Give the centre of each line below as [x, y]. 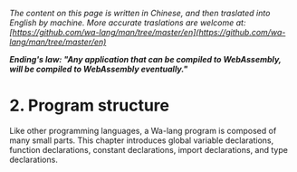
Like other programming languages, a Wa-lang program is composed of [143, 130]
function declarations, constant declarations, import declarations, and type [148, 149]
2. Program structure [90, 105]
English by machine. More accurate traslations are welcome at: [128, 23]
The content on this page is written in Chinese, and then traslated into [140, 13]
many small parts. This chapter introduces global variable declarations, [142, 140]
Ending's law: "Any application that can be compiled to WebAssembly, [146, 59]
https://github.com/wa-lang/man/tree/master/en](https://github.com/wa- [149, 32]
